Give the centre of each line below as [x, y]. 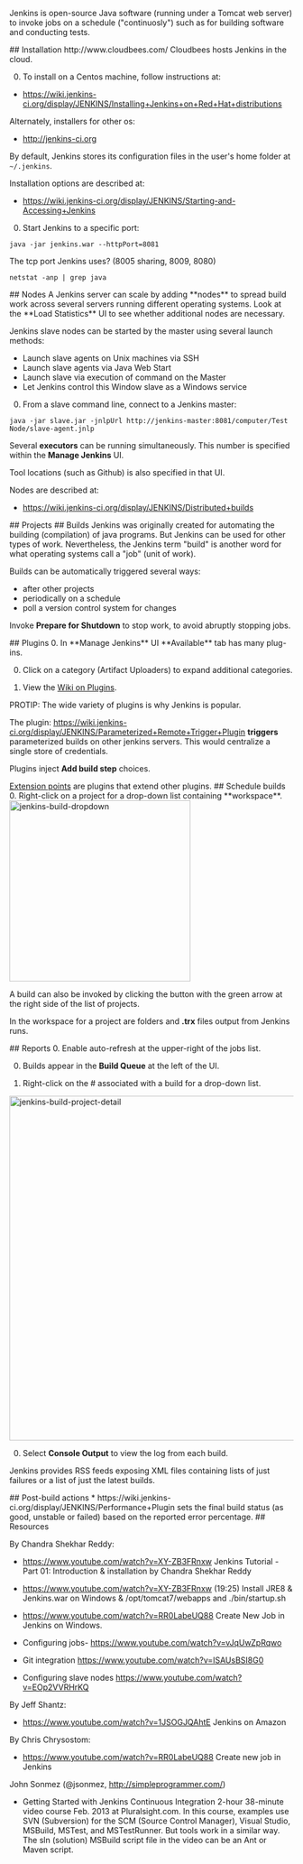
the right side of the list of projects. [74, 1004]
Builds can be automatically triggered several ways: [105, 571]
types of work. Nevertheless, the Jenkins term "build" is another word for [146, 544]
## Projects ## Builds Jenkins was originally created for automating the [142, 525]
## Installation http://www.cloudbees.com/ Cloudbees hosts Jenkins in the [148, 50]
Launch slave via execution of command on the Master [124, 377]
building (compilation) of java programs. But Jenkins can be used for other [147, 535]
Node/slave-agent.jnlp [52, 429]
